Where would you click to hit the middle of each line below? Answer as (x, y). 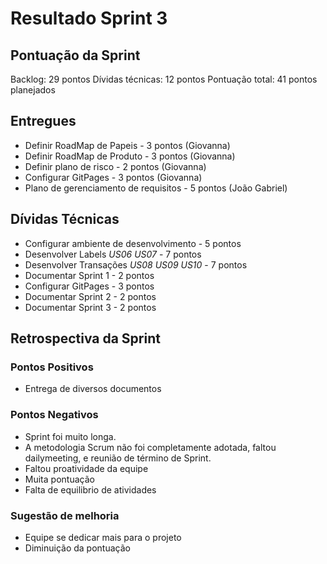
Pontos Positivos (52, 367)
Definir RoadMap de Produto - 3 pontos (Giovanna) (130, 156)
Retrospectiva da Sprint (85, 338)
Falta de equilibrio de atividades (90, 489)
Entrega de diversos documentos (93, 389)
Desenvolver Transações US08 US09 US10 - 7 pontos (136, 264)
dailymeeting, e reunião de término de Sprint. (118, 458)
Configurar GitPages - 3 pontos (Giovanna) (113, 177)
